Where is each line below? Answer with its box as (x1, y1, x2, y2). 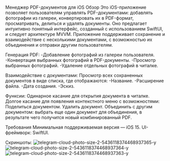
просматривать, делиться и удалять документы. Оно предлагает (5, 20, 147, 26)
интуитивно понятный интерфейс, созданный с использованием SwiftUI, (5, 26, 163, 32)
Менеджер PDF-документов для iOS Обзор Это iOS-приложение (5, 5, 147, 10)
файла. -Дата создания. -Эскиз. (5, 83, 75, 89)
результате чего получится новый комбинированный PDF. (5, 114, 132, 120)
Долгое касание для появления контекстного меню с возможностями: (5, 98, 160, 104)
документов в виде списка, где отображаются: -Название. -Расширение (5, 78, 164, 84)
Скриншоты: (5, 139, 32, 145)
